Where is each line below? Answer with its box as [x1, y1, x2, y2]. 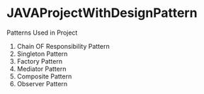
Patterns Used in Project [6, 28, 78, 37]
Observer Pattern [16, 79, 68, 88]
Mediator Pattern [16, 64, 67, 73]
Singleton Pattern [16, 49, 68, 58]
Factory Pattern [16, 57, 63, 65]
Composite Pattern [16, 72, 72, 81]
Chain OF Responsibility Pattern [16, 42, 110, 50]
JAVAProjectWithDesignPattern [6, 5, 198, 21]
